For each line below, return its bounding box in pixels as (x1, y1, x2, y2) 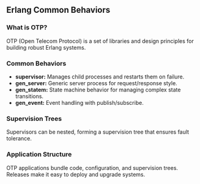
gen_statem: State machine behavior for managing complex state (15, 86, 181, 93)
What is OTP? (6, 23, 48, 32)
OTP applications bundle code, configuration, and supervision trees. (6, 164, 179, 171)
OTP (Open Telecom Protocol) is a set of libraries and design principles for (6, 37, 194, 45)
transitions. (15, 92, 44, 100)
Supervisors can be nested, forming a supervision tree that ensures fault (6, 128, 190, 136)
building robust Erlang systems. (6, 44, 86, 51)
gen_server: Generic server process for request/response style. (15, 79, 177, 86)
